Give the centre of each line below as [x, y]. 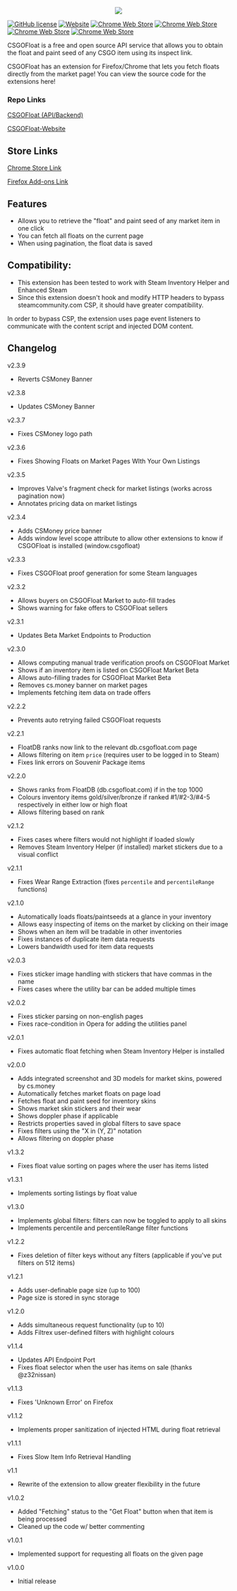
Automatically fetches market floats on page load [89, 1093]
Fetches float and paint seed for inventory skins [87, 1101]
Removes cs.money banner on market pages [83, 685]
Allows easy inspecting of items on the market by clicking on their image [123, 924]
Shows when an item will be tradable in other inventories [99, 931]
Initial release [37, 1581]
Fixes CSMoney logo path [55, 433]
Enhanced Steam [42, 290]
